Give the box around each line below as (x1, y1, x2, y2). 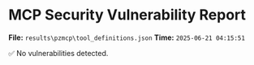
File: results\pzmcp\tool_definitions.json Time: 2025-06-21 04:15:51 (8, 32, 246, 42)
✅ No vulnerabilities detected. (8, 48, 109, 58)
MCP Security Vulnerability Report (8, 6, 246, 24)
